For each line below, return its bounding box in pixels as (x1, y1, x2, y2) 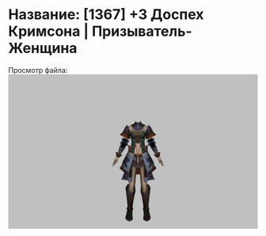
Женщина (8, 40, 78, 57)
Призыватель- (91, 22, 192, 40)
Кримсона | (8, 22, 89, 40)
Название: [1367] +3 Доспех (8, 6, 204, 24)
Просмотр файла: (8, 65, 68, 74)
